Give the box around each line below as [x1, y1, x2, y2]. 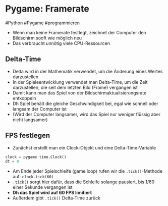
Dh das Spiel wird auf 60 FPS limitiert [12, 190, 92, 196]
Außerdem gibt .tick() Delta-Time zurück [12, 195, 101, 201]
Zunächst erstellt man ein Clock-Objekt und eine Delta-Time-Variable [12, 144, 156, 150]
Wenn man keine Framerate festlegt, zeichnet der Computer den [12, 29, 146, 35]
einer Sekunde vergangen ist [12, 184, 73, 190]
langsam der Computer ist [12, 106, 67, 112]
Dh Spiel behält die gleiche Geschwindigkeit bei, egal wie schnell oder [12, 100, 159, 107]
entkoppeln [12, 95, 36, 101]
